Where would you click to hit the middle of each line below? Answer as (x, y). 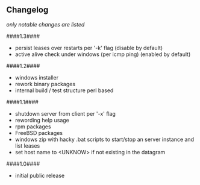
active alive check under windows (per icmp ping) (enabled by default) (103, 54)
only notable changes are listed (45, 24)
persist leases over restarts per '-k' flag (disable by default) (89, 48)
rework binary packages (45, 84)
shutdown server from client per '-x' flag (65, 113)
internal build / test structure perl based (64, 90)
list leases (27, 146)
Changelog (27, 10)
